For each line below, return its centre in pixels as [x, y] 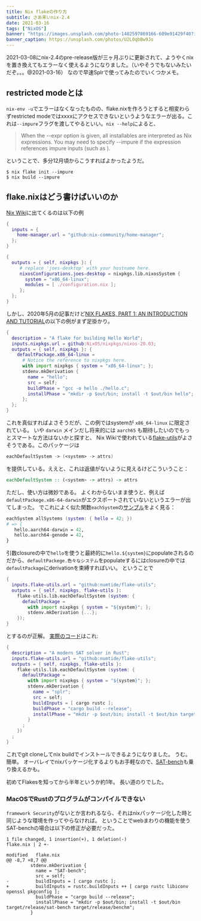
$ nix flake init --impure [40, 172]
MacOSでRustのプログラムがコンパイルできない [76, 799]
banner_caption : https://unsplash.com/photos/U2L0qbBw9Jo [80, 40]
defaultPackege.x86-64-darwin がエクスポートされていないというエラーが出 [99, 499]
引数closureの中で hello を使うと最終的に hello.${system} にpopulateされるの [100, 553]
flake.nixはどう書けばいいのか [62, 197]
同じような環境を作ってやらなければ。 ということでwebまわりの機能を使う [98, 820]
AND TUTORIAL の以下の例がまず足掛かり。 [60, 321]
